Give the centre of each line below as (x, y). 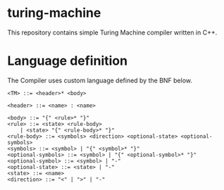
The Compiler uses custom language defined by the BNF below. (100, 80)
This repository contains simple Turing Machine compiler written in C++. (112, 32)
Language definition (68, 61)
